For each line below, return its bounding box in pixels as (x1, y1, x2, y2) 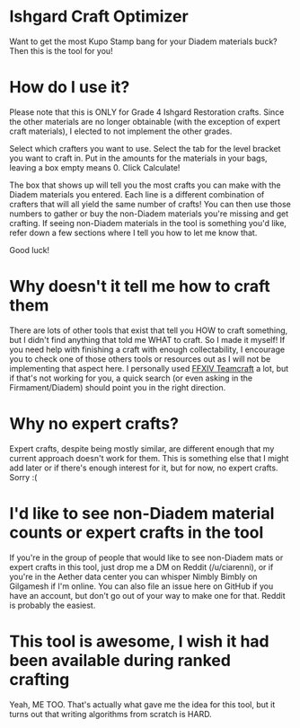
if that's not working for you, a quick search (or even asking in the (9, 373, 253, 383)
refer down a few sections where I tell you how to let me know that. (9, 227, 258, 238)
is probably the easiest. (9, 600, 96, 610)
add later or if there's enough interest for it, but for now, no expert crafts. (9, 462, 278, 473)
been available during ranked (9, 650, 232, 671)
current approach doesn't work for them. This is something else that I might (9, 452, 289, 463)
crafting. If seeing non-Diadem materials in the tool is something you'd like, (9, 217, 287, 228)
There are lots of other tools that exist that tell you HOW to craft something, (9, 325, 288, 336)
